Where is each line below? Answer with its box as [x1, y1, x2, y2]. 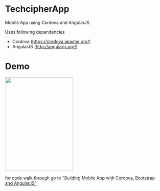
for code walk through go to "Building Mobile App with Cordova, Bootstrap [5, 175, 155, 181]
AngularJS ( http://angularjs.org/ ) [12, 43, 78, 49]
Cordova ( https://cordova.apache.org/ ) [12, 38, 91, 44]
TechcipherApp [5, 3, 69, 15]
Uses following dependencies [5, 29, 65, 35]
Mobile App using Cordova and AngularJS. [5, 20, 91, 25]
